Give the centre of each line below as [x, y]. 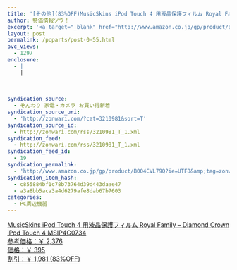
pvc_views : [23, 47]
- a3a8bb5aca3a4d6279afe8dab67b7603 [67, 191]
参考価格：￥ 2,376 [35, 241]
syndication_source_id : [42, 125]
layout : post [26, 33]
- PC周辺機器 [31, 204]
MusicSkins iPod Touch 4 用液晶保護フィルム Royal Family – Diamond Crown [119, 225]
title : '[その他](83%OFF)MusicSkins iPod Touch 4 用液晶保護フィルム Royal [115, 14]
